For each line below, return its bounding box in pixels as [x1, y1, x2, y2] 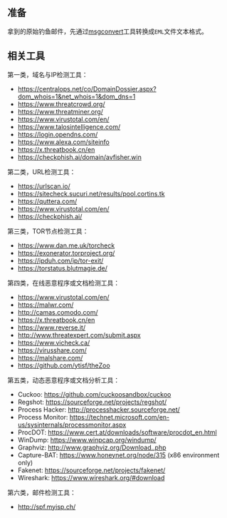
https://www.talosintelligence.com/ [17, 122, 121, 131]
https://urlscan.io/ [17, 181, 70, 191]
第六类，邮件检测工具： [7, 488, 76, 497]
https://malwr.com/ [17, 300, 74, 309]
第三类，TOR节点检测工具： [7, 227, 89, 235]
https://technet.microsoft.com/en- [69, 412, 170, 421]
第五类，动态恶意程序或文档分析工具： [7, 375, 120, 384]
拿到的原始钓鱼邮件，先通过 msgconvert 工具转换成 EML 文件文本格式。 [7, 27, 208, 36]
